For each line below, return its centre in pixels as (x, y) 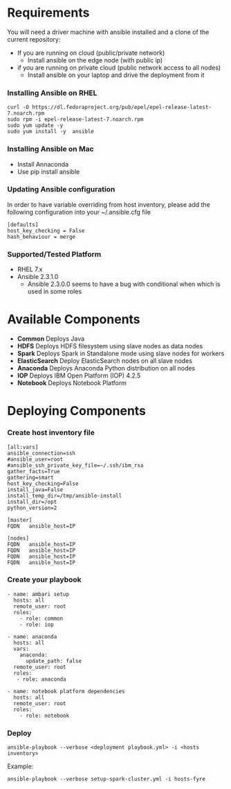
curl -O (18, 108)
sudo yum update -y (35, 126)
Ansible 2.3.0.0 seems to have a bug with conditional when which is (124, 284)
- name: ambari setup (38, 594)
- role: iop (37, 625)
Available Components (74, 320)
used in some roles (55, 291)
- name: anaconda (32, 636)
